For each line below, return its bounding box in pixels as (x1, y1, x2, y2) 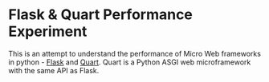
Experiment (8, 22, 88, 41)
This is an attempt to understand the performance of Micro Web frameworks (8, 49, 261, 58)
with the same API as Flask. (8, 65, 100, 75)
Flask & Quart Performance (8, 6, 193, 24)
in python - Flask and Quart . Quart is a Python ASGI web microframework (8, 57, 251, 67)
